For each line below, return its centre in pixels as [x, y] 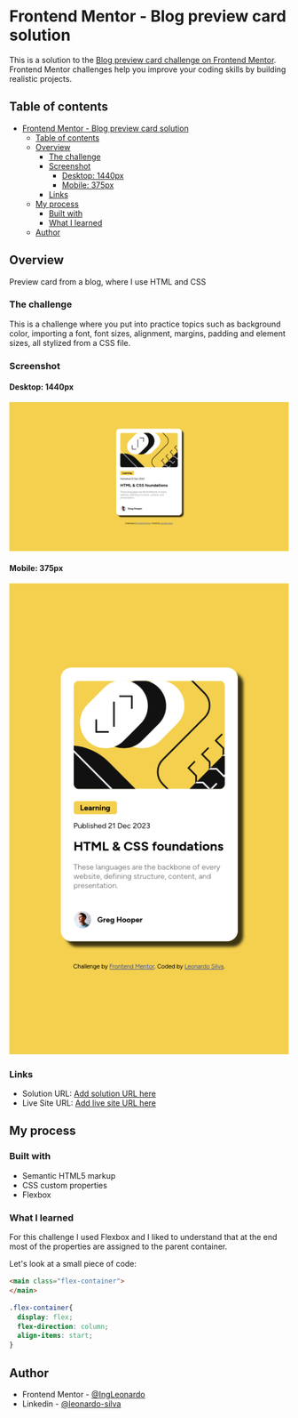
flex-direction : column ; [63, 1326]
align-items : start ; [55, 1336]
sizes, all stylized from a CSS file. [70, 342]
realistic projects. [41, 78]
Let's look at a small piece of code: [73, 1264]
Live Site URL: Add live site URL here [89, 1103]
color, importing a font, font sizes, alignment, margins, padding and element [148, 333]
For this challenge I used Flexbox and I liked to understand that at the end [143, 1237]
